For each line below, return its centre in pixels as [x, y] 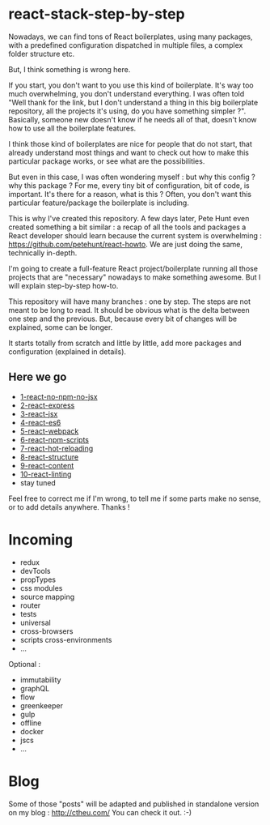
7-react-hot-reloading [57, 448]
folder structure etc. [42, 53]
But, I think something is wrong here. [70, 69]
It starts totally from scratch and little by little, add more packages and [125, 343]
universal [35, 622]
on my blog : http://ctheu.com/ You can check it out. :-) [100, 812]
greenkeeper [41, 705]
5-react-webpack [49, 431]
